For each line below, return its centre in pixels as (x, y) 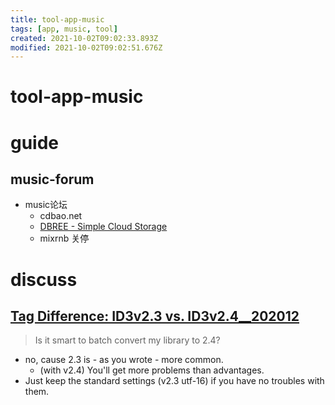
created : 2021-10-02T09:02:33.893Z (84, 38)
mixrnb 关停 (64, 238)
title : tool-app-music (57, 19)
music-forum (52, 179)
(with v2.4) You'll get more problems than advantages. (152, 370)
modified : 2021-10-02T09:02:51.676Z (86, 47)
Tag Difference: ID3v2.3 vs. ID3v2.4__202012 (155, 316)
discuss (44, 279)
